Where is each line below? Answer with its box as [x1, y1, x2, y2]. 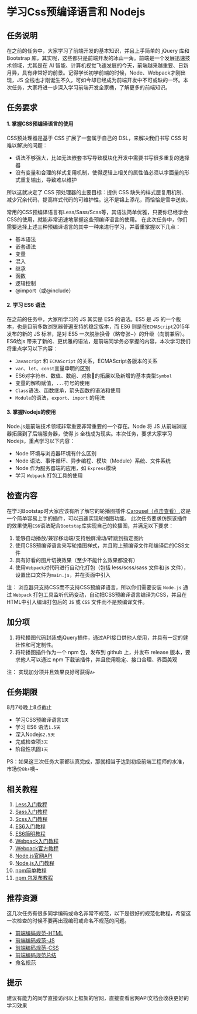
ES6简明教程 [15, 830, 46, 837]
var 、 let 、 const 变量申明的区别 [15, 364, 91, 371]
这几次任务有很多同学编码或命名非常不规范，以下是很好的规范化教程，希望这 [6, 910, 191, 917]
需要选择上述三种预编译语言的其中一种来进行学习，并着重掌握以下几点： [6, 223, 181, 230]
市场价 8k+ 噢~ [6, 765, 39, 772]
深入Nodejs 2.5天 [15, 731, 55, 738]
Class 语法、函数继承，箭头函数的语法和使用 [15, 387, 121, 394]
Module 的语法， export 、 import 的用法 [15, 394, 105, 401]
